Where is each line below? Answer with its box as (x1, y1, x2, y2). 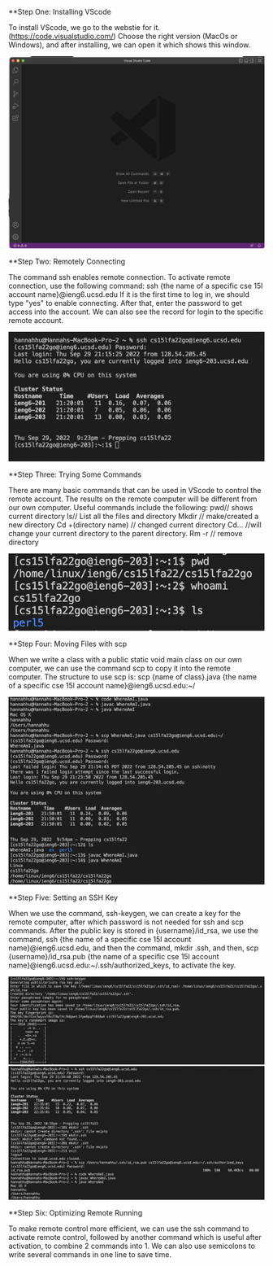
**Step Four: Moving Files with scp (8, 639, 128, 649)
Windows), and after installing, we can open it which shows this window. (8, 40, 251, 50)
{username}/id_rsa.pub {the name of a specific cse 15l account (8, 952, 219, 962)
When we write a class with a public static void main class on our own (8, 655, 242, 665)
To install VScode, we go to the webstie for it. (8, 23, 161, 32)
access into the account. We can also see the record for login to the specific (8, 307, 264, 316)
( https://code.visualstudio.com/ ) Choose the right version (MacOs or (8, 32, 238, 41)
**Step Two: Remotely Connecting (8, 256, 126, 267)
